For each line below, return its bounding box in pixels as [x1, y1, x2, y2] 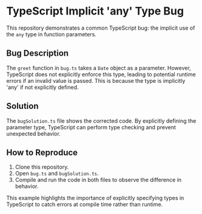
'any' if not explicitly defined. [6, 83, 79, 91]
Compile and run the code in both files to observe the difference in [15, 177, 182, 184]
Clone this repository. [15, 163, 69, 170]
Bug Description [6, 48, 69, 59]
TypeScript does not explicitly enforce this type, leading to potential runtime [6, 71, 196, 78]
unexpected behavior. [6, 130, 61, 137]
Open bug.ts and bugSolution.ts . [15, 170, 99, 177]
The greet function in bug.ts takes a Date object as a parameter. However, [6, 64, 191, 71]
